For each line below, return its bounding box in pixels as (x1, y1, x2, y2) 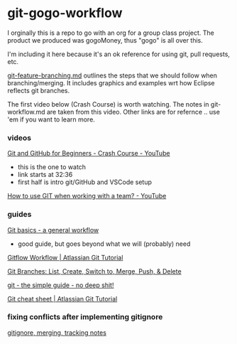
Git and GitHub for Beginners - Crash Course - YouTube (7, 149, 170, 158)
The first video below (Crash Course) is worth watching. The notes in (7, 100, 209, 108)
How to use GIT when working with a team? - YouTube (7, 192, 167, 200)
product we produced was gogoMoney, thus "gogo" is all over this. (7, 36, 204, 44)
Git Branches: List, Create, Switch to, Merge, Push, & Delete (7, 267, 182, 275)
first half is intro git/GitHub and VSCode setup (17, 178, 153, 186)
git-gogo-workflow (7, 5, 123, 21)
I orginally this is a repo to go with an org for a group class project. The (7, 28, 214, 37)
